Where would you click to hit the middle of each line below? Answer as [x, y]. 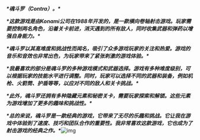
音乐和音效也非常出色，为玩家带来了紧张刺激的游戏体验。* [78, 56]
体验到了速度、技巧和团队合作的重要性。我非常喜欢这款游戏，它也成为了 [104, 123]
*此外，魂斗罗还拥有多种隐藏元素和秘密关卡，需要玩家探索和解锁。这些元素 [98, 96]
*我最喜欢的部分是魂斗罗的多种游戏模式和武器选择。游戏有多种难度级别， [96, 69]
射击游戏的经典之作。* [33, 131]
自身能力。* [25, 36]
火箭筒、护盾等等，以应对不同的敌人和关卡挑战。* [78, 83]
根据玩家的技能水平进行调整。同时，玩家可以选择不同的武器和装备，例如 [99, 76]
